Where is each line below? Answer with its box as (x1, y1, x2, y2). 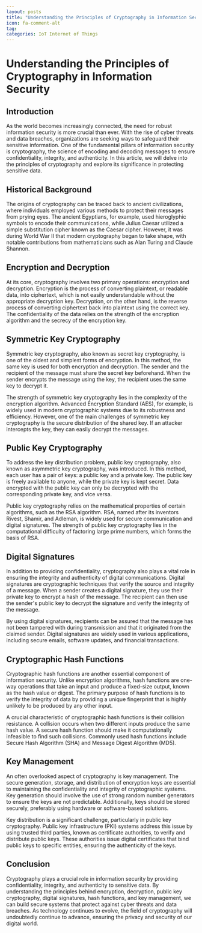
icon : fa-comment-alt (6, 20, 61, 26)
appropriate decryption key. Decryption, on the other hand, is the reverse (6, 297, 188, 305)
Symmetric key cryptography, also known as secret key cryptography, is (6, 350, 185, 357)
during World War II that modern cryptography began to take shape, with (6, 232, 186, 239)
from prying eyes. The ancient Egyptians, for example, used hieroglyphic (6, 213, 186, 220)
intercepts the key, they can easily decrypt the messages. (6, 425, 149, 433)
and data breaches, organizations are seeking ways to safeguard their (6, 135, 179, 142)
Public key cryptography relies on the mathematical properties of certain (6, 502, 186, 509)
